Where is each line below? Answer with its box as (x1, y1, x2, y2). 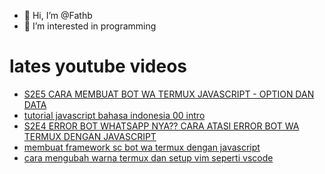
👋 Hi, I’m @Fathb (23, 10, 93, 21)
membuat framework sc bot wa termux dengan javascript (23, 141, 261, 153)
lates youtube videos (9, 55, 187, 78)
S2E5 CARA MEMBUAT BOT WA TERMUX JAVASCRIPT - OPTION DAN (23, 88, 315, 100)
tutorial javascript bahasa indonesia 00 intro (23, 109, 206, 121)
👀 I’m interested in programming (23, 20, 157, 32)
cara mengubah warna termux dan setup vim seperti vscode (23, 151, 274, 164)
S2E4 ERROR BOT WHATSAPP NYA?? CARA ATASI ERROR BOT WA (23, 120, 300, 132)
